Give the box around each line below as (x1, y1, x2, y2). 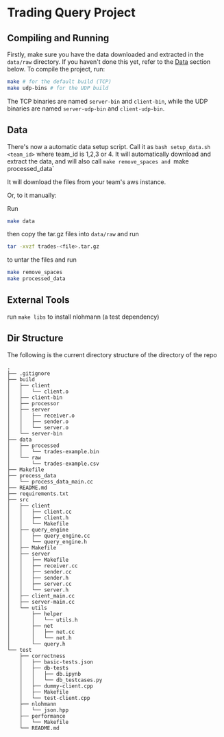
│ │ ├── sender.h (7, 574, 69, 581)
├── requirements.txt (7, 490, 69, 497)
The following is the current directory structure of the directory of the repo (7, 350, 217, 359)
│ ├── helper (7, 610, 63, 617)
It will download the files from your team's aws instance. (7, 177, 166, 186)
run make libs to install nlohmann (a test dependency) (7, 313, 160, 321)
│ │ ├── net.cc (7, 628, 75, 635)
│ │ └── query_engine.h (7, 538, 88, 545)
